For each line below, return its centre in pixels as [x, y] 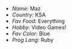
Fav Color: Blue [31, 34]
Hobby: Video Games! [39, 27]
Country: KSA [29, 15]
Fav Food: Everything [38, 21]
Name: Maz [26, 9]
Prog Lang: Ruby [33, 40]
